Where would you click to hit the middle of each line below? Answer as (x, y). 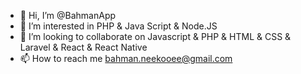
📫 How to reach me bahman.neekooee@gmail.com (126, 58)
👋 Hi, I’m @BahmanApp (68, 15)
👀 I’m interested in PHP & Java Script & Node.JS (118, 26)
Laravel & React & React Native (83, 47)
